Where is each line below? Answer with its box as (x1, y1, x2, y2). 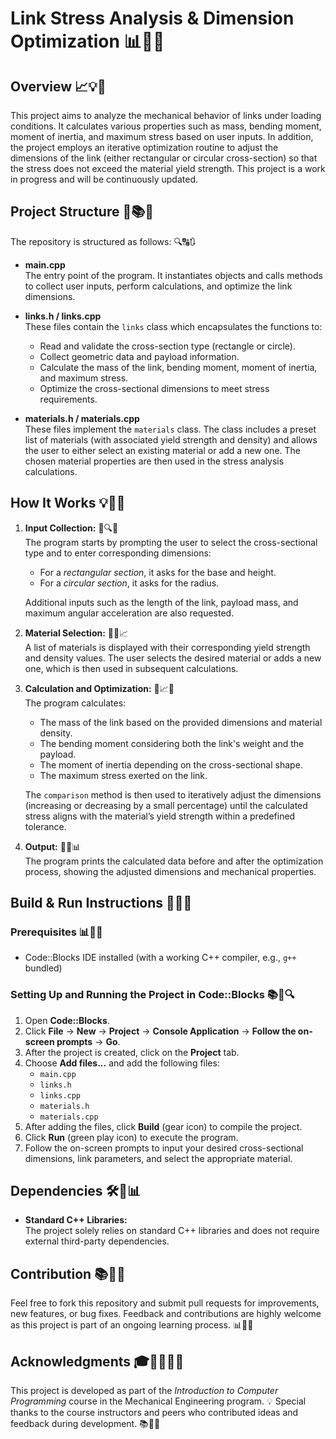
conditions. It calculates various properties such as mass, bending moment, (10, 120, 322, 132)
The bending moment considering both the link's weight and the (39, 737, 305, 749)
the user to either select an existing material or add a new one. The (24, 444, 301, 456)
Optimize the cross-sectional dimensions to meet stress (39, 382, 270, 394)
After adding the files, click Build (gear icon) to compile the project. (24, 1120, 303, 1132)
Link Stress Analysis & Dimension (10, 7, 295, 30)
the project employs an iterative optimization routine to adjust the (10, 142, 279, 153)
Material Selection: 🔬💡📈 (24, 627, 129, 639)
